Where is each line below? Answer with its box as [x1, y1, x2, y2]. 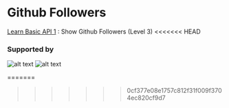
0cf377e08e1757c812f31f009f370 [127, 87, 222, 95]
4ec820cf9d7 [127, 94, 166, 102]
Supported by [7, 44, 54, 54]
